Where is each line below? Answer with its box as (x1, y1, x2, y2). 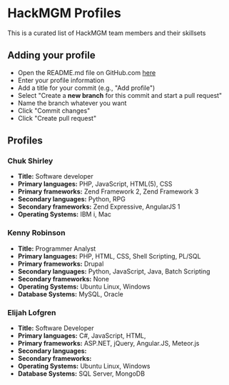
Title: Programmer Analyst (17, 244, 96, 253)
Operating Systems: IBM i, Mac (17, 210, 112, 219)
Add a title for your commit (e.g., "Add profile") (17, 84, 156, 92)
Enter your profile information (17, 76, 105, 84)
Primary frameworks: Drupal (17, 259, 104, 268)
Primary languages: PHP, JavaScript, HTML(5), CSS (17, 180, 173, 189)
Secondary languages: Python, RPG (17, 195, 126, 204)
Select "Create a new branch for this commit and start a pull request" (17, 91, 223, 99)
